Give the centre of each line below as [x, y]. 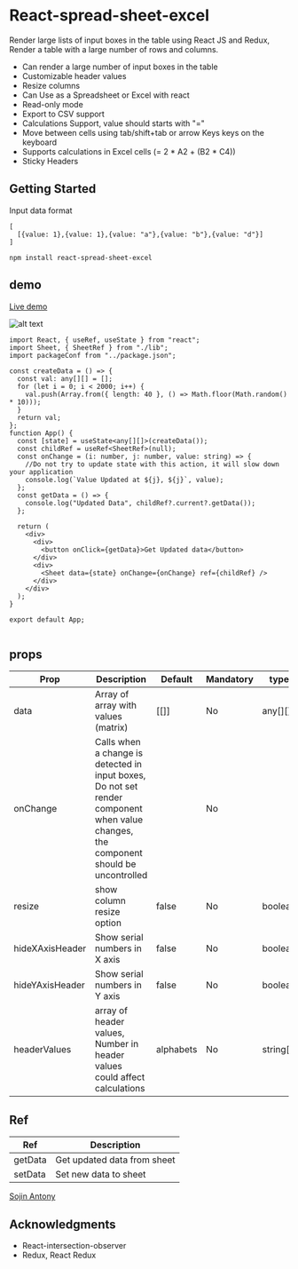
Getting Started [53, 189]
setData [30, 1175]
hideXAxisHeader [50, 948]
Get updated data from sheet [115, 1160]
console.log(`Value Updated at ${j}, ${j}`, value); [125, 480]
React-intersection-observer [74, 1245]
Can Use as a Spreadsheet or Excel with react [106, 95]
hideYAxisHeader [50, 985]
